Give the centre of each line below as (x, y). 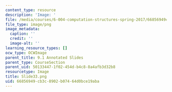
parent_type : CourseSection (35, 62)
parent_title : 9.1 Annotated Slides (44, 57)
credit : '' (21, 39)
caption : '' (23, 34)
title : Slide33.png (26, 77)
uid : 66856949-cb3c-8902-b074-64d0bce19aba (52, 81)
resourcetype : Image (27, 72)
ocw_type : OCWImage (26, 53)
